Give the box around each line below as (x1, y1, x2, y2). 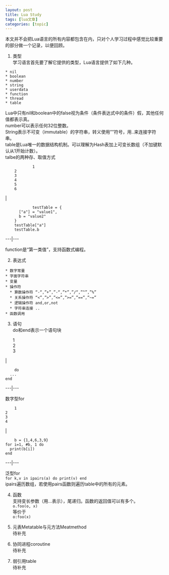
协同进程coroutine (12, 541, 50, 547)
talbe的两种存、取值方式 (5, 154, 55, 160)
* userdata (5, 87, 28, 93)
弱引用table (12, 558, 37, 564)
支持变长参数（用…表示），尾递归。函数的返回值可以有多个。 (12, 498, 138, 504)
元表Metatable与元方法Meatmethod (12, 524, 87, 530)
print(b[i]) (10, 447, 35, 452)
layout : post (5, 7, 33, 13)
